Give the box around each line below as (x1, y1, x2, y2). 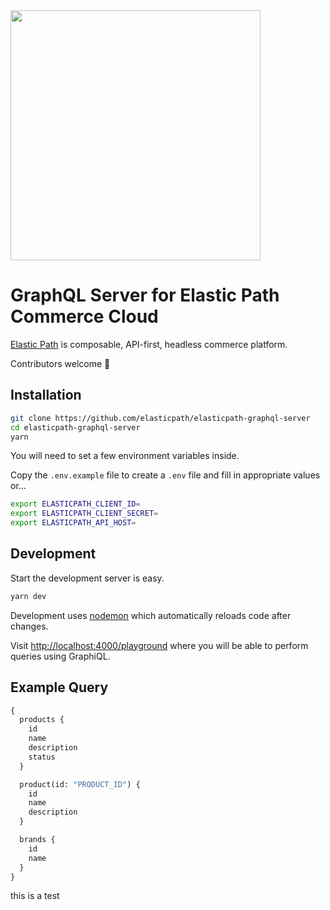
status (28, 752, 56, 762)
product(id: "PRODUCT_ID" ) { (19, 779, 141, 789)
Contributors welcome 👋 (10, 357, 111, 369)
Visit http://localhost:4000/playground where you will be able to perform (10, 639, 309, 651)
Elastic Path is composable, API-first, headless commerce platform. (10, 338, 288, 350)
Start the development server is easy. (10, 572, 165, 584)
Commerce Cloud (10, 305, 159, 328)
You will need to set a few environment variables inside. (10, 450, 240, 462)
